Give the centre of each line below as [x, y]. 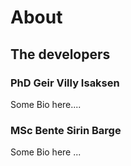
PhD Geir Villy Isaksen [65, 83]
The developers [60, 54]
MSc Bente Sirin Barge [66, 130]
